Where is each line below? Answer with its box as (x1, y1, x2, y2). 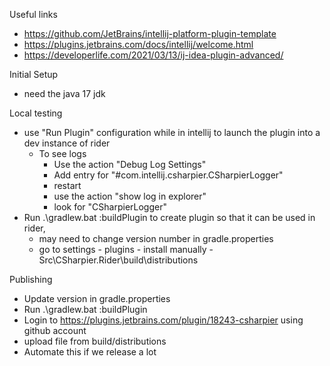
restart (53, 180, 82, 191)
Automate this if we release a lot (23, 346, 157, 358)
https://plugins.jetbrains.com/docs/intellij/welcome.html (23, 39, 254, 50)
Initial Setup (9, 69, 59, 80)
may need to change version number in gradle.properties (38, 233, 274, 244)
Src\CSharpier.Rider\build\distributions (38, 254, 199, 266)
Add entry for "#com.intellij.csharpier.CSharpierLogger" (53, 169, 284, 181)
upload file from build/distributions (23, 335, 167, 347)
